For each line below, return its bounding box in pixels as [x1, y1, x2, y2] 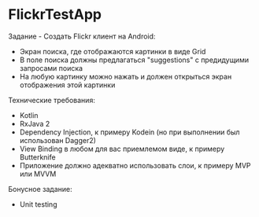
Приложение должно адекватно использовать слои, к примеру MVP [19, 160, 251, 170]
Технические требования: [8, 95, 96, 105]
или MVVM [19, 169, 57, 178]
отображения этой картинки [19, 80, 116, 90]
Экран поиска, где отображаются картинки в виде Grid [19, 46, 206, 56]
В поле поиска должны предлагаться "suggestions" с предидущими [19, 55, 250, 64]
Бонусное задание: [8, 184, 72, 193]
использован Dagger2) [19, 135, 97, 145]
